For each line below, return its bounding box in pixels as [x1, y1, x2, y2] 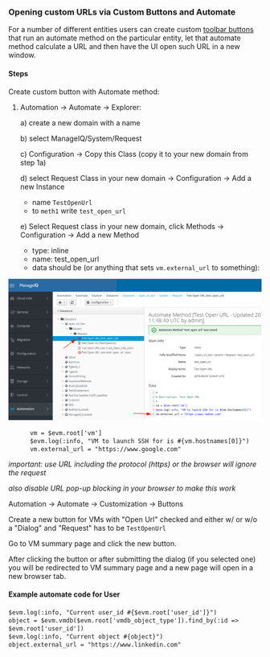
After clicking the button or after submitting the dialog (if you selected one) [8, 554, 256, 564]
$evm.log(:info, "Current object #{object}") [8, 632, 163, 641]
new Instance [19, 182, 65, 191]
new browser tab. [8, 571, 67, 581]
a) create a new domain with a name [19, 117, 141, 127]
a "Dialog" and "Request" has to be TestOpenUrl [8, 523, 166, 532]
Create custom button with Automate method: [8, 87, 160, 96]
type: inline [31, 245, 69, 255]
